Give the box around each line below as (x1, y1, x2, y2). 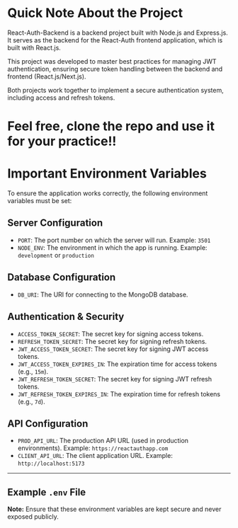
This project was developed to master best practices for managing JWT (7, 57, 217, 65)
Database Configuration (7, 271, 116, 284)
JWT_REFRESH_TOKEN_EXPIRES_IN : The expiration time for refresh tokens (17, 389, 221, 398)
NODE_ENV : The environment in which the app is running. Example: (17, 243, 208, 252)
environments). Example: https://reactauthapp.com (17, 444, 169, 452)
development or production (17, 251, 94, 259)
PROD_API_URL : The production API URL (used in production (17, 437, 189, 445)
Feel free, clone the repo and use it (7, 118, 215, 134)
